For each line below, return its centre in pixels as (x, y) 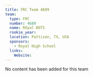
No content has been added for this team (47, 69)
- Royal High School (35, 46)
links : (16, 51)
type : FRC (19, 19)
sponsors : (19, 42)
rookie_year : (23, 32)
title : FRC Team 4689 (27, 10)
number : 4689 (23, 23)
